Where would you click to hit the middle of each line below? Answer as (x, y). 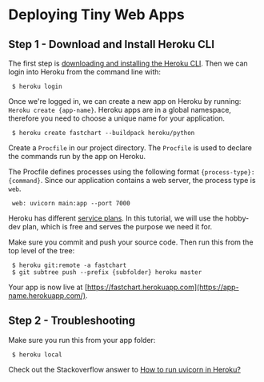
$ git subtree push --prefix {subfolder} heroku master (107, 273)
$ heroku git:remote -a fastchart (69, 265)
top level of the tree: (42, 251)
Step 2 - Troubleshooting (72, 321)
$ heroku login (37, 86)
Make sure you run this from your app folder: (82, 340)
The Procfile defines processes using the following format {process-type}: (132, 172)
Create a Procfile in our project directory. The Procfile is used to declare (130, 148)
